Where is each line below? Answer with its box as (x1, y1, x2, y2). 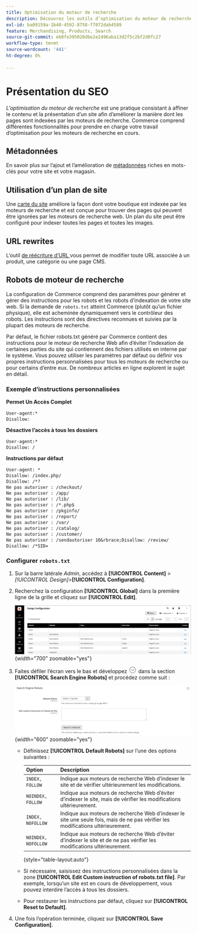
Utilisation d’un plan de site (6, 185, 107, 195)
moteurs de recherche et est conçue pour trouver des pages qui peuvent (6, 207, 182, 214)
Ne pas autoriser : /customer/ (6, 531, 83, 538)
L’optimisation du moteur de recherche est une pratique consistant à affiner (6, 104, 189, 111)
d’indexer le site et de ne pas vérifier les (60, 837, 157, 844)
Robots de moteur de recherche (6, 275, 124, 285)
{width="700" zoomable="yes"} (14, 654, 92, 662)
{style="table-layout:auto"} (23, 856, 89, 863)
